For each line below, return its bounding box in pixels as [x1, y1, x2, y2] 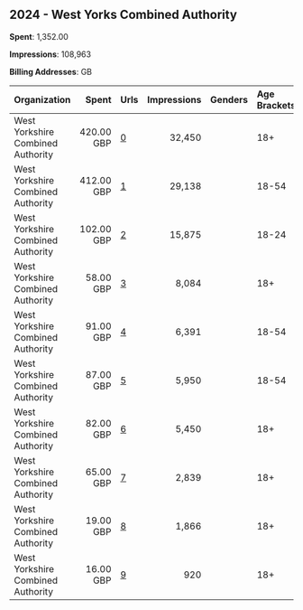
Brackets [256, 99, 296, 111]
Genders [210, 93, 248, 106]
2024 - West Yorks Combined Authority [9, 7, 237, 23]
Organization [14, 93, 71, 106]
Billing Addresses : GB [9, 66, 93, 77]
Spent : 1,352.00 [9, 31, 69, 42]
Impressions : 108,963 [9, 49, 92, 60]
